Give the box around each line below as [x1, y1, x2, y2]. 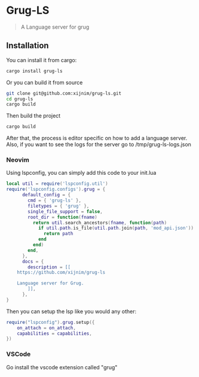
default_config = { [22, 192, 71, 198]
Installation [6, 41, 49, 51]
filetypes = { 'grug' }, [27, 203, 90, 209]
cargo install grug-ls [6, 68, 63, 74]
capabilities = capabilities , [17, 330, 93, 336]
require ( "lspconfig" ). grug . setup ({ [6, 319, 95, 325]
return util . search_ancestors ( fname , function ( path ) [32, 220, 167, 225]
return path [44, 231, 74, 237]
